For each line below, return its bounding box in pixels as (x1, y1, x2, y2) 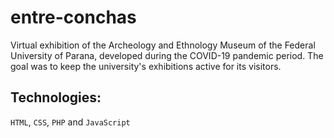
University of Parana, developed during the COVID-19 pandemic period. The (10, 49, 324, 61)
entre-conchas (10, 6, 137, 29)
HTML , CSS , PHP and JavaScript (10, 116, 131, 128)
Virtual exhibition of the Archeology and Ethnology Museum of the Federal (10, 39, 316, 51)
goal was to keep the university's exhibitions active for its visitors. (10, 60, 282, 72)
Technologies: (10, 89, 102, 106)
